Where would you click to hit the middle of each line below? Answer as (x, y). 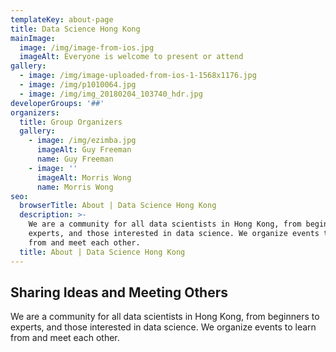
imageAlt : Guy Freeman (84, 150)
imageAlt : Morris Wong (84, 177)
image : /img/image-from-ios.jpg (87, 47)
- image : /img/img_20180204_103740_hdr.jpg (111, 94)
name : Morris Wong (75, 187)
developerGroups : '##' (57, 103)
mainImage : (33, 38)
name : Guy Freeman (75, 159)
